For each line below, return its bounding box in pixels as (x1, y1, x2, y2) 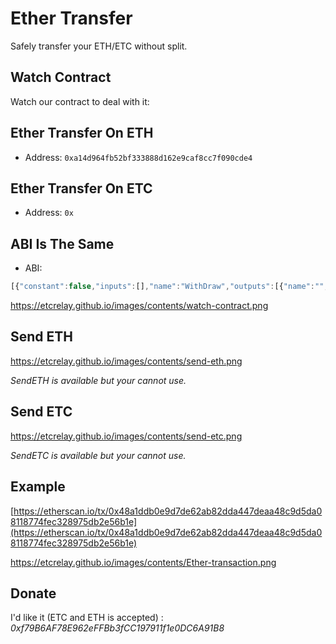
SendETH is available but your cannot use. (10, 374, 187, 386)
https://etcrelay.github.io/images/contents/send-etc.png (10, 430, 243, 442)
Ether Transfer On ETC (10, 180, 153, 197)
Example (10, 478, 66, 496)
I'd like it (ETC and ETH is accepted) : (10, 612, 164, 624)
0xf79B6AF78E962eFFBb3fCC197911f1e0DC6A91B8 (10, 622, 225, 634)
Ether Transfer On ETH (10, 125, 154, 142)
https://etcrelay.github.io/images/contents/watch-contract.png (10, 300, 269, 312)
